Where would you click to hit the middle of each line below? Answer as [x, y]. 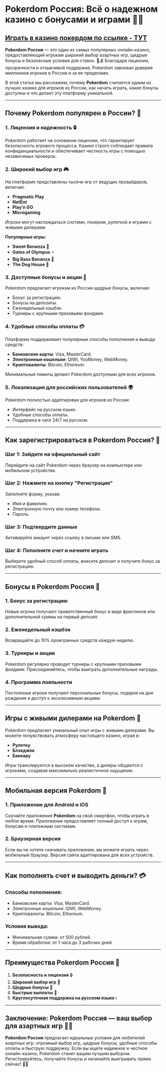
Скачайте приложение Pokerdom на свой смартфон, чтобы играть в [77, 816]
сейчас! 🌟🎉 [17, 1064]
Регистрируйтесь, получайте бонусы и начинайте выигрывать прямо [78, 1059]
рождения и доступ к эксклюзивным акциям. [53, 698]
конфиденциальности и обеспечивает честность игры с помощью [75, 151]
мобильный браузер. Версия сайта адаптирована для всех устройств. [80, 855]
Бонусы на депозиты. [35, 303]
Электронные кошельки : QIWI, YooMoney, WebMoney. [70, 359]
